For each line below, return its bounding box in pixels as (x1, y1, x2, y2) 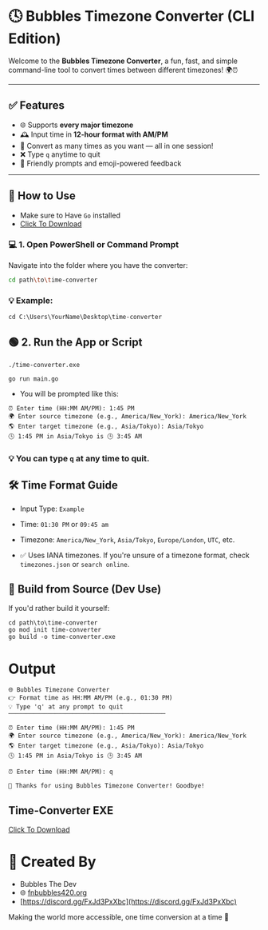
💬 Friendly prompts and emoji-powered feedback (19, 158, 182, 168)
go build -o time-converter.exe (8, 633, 116, 641)
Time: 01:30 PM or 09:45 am (19, 519, 109, 529)
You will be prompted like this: (19, 389, 119, 398)
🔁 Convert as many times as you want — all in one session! (19, 141, 214, 150)
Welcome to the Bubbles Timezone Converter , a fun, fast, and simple (8, 56, 238, 66)
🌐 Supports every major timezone (19, 120, 134, 130)
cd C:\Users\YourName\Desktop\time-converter (8, 313, 162, 321)
